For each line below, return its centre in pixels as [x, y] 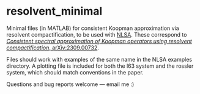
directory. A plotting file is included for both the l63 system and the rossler [100, 66]
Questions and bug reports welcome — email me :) [70, 84]
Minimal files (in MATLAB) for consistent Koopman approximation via [93, 28]
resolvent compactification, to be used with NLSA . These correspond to [97, 34]
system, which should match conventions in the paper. [75, 72]
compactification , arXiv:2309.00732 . [53, 48]
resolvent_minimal [54, 11]
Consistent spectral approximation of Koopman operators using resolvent [99, 41]
